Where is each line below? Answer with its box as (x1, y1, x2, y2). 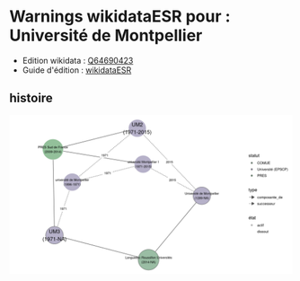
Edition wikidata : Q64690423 (22, 55, 134, 66)
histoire (9, 91, 54, 106)
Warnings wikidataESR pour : (9, 6, 231, 27)
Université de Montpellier (9, 25, 203, 46)
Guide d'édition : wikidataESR (22, 65, 132, 75)
